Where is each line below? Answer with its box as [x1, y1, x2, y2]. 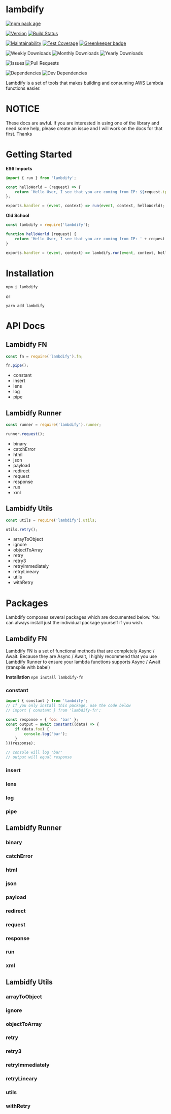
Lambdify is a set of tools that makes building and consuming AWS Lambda [6, 80, 164, 86]
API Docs [6, 320, 45, 332]
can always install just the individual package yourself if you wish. [6, 620, 144, 626]
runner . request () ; [6, 431, 45, 437]
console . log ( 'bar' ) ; [24, 731, 67, 737]
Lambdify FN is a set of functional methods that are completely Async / [6, 648, 155, 654]
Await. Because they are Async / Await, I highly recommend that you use [6, 653, 157, 660]
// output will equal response [6, 755, 72, 760]
